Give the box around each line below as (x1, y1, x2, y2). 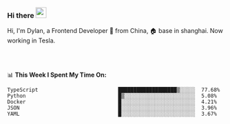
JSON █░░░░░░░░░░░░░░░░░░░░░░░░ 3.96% (7, 105, 217, 112)
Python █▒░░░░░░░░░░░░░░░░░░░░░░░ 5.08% (7, 92, 217, 99)
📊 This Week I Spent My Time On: (7, 71, 107, 79)
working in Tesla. (7, 36, 56, 45)
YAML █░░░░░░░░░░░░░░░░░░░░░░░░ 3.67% (7, 110, 217, 118)
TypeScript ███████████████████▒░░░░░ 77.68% (7, 86, 220, 94)
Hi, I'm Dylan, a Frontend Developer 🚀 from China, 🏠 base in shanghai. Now (7, 27, 224, 35)
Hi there (7, 10, 34, 20)
